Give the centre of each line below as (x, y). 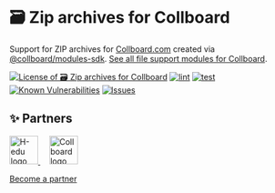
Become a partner (43, 178)
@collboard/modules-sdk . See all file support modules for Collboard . (138, 58)
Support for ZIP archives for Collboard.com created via (112, 49)
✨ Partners (41, 119)
